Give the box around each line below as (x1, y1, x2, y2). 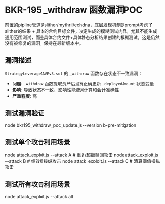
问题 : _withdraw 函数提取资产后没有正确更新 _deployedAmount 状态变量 (12, 81, 154, 86)
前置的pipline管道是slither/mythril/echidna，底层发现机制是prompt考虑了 (5, 22, 153, 28)
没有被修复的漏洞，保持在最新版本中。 (5, 40, 83, 46)
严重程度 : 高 (12, 93, 37, 99)
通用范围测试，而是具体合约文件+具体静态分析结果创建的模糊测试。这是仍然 (5, 34, 160, 40)
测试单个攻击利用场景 (5, 138, 70, 146)
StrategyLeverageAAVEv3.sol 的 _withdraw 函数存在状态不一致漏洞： (5, 70, 143, 76)
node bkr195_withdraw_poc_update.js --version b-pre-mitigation (5, 122, 137, 128)
